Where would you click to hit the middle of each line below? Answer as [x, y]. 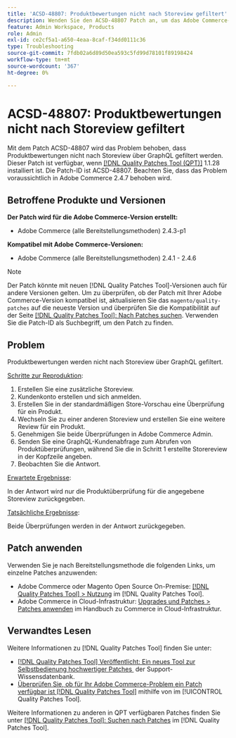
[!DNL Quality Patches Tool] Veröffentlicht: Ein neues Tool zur [106, 661]
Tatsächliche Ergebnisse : [44, 513]
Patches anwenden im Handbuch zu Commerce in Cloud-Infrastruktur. [119, 608]
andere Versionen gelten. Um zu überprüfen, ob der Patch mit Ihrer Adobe [115, 293]
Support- [160, 669]
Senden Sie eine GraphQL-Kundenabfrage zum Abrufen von [104, 442]
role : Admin [25, 33]
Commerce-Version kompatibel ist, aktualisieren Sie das [88, 301]
